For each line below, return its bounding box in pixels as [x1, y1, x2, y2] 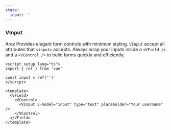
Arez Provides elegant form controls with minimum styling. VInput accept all [5, 40, 165, 47]
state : [5, 7, 19, 13]
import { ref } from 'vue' [5, 66, 63, 71]
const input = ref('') [5, 75, 54, 80]
